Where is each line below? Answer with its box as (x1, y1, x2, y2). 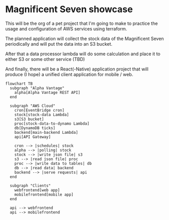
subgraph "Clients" (10, 183, 51, 188)
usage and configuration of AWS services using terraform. (5, 25, 127, 31)
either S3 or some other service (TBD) (5, 56, 85, 62)
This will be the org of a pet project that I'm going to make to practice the (5, 20, 158, 26)
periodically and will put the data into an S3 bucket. (5, 41, 113, 47)
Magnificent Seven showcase (5, 4, 133, 15)
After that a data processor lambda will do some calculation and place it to (5, 51, 161, 57)
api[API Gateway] (14, 134, 51, 139)
